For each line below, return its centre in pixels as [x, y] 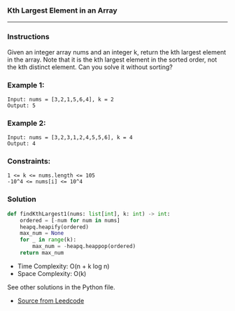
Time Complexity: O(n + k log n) [63, 266]
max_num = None [42, 233]
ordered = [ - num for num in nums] [70, 220]
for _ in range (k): [48, 240]
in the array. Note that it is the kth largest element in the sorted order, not [112, 59]
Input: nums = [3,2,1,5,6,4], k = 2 [60, 99]
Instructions [29, 37]
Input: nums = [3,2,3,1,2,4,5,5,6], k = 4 [70, 138]
